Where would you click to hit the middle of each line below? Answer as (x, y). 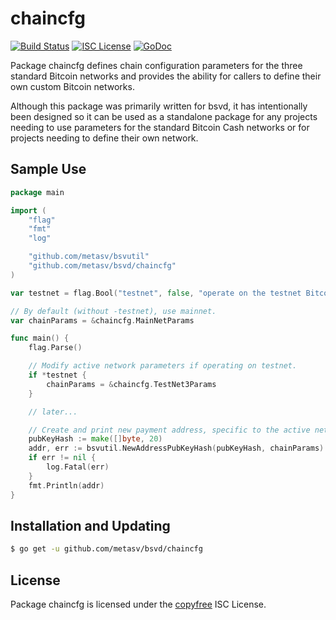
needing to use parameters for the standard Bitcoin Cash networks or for (160, 127)
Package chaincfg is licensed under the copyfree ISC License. (138, 604)
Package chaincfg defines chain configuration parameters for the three (156, 65)
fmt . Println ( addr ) (66, 485)
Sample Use (48, 169)
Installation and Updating (90, 525)
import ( (28, 210)
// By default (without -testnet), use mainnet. (113, 311)
